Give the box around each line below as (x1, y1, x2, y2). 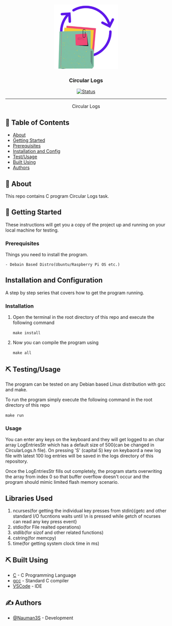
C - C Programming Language (12, 572, 76, 578)
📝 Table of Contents (5, 118, 70, 127)
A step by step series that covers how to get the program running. (5, 290, 144, 296)
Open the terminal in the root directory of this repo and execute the (12, 314, 155, 320)
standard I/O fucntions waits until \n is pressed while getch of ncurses (12, 513, 161, 519)
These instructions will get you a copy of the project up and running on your (5, 221, 165, 227)
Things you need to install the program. (5, 252, 89, 258)
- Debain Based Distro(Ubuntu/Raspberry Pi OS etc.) (5, 262, 120, 268)
